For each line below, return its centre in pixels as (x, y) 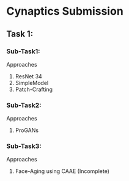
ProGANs (27, 130)
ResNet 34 (29, 76)
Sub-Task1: (23, 51)
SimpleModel (32, 83)
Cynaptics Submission (65, 11)
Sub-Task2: (24, 105)
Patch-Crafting (34, 89)
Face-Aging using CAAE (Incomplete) (62, 171)
